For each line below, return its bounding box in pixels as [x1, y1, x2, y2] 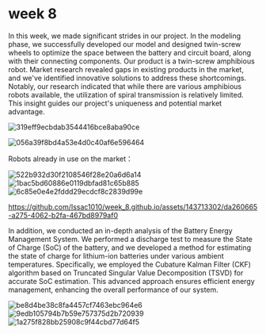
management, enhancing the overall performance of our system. [8, 285, 219, 294]
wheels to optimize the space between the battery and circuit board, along [8, 48, 252, 57]
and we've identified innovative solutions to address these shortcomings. [8, 73, 247, 83]
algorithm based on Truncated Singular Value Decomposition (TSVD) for [8, 267, 244, 278]
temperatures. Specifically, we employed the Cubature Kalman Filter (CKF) [8, 259, 252, 269]
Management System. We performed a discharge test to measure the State [8, 234, 253, 244]
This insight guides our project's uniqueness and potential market [8, 98, 222, 108]
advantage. [8, 106, 45, 116]
